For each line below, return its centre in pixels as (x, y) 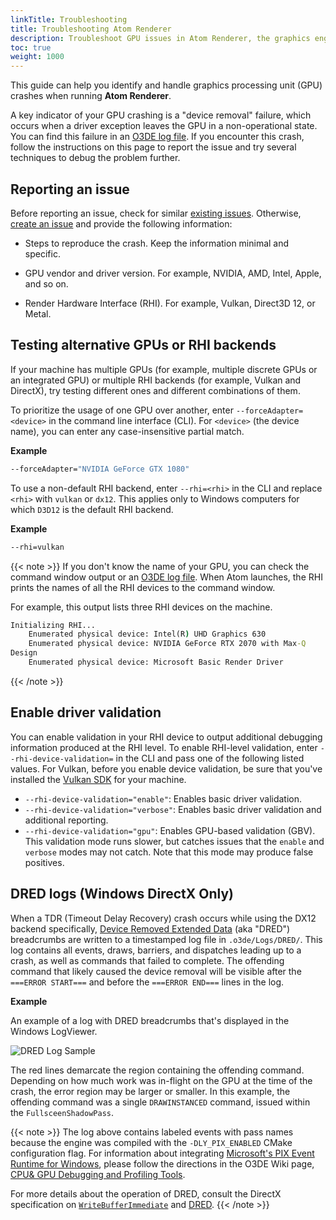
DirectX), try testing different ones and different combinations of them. (155, 390)
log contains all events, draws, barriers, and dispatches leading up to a (156, 950)
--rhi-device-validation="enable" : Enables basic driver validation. (163, 798)
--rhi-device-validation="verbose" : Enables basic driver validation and (173, 809)
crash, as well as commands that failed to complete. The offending (147, 960)
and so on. (46, 283)
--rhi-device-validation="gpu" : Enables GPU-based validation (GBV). (170, 830)
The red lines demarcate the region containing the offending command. (157, 1070)
